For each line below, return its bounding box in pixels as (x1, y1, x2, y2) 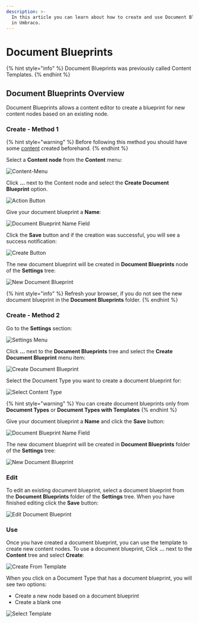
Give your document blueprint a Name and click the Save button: (6, 417, 165, 424)
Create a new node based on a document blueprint (14, 592, 139, 599)
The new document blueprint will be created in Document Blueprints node (6, 261, 188, 268)
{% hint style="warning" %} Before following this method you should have (6, 139, 188, 146)
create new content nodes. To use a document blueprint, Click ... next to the (6, 545, 192, 552)
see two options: (6, 581, 47, 588)
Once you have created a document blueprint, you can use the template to (6, 539, 188, 546)
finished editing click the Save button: (6, 499, 99, 507)
